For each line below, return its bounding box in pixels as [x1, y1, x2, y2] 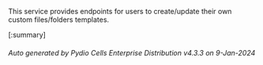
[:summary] [8, 31, 46, 39]
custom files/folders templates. [8, 15, 109, 24]
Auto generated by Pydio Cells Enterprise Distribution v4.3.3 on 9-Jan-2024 [8, 48, 256, 57]
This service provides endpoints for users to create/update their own [8, 7, 232, 16]
